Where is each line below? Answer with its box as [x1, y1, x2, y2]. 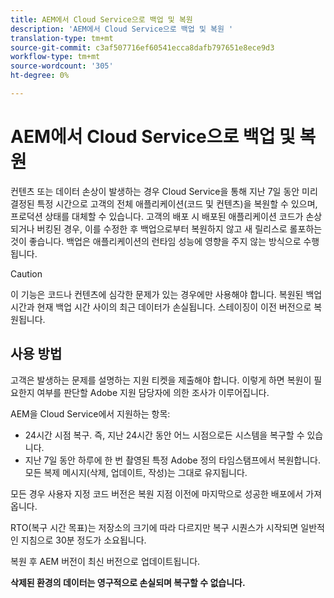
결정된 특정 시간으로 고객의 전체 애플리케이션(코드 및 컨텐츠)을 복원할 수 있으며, [10, 197, 318, 210]
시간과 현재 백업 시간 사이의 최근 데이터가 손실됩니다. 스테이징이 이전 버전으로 [10, 301, 312, 313]
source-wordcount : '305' [10, 61, 114, 71]
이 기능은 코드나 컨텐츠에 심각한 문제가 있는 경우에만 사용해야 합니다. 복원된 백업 [10, 288, 323, 300]
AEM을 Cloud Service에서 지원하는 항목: [10, 407, 171, 420]
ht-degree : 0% [10, 71, 70, 81]
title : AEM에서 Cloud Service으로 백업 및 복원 [10, 14, 193, 25]
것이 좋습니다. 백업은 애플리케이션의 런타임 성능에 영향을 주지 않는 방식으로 [10, 235, 302, 247]
